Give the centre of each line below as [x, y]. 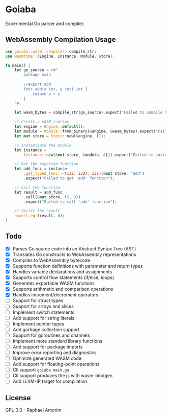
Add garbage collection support [46, 329]
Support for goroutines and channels [51, 335]
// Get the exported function [47, 164]
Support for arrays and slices [43, 306]
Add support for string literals [44, 318]
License [18, 398]
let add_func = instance [41, 169]
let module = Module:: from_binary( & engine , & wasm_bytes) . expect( [85, 131]
